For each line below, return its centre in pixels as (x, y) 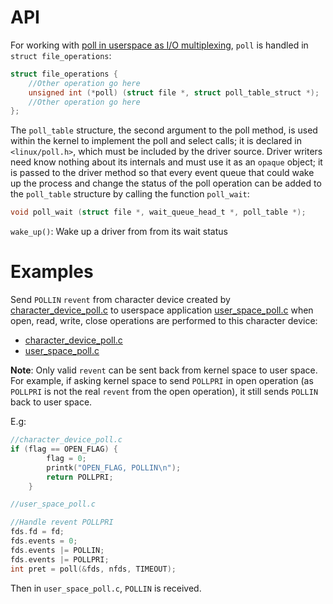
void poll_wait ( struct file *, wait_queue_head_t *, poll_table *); (158, 212)
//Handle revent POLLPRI (62, 522)
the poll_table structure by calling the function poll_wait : (130, 194)
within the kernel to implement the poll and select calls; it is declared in (156, 141)
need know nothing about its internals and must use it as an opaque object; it (166, 162)
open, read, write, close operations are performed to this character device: (164, 321)
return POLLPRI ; (80, 477)
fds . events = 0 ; (44, 541)
